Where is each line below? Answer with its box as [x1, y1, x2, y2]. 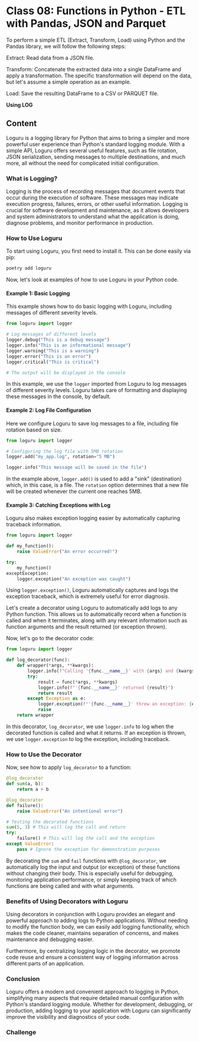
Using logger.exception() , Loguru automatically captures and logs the [6, 586, 179, 594]
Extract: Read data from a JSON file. [6, 54, 95, 61]
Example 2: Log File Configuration [6, 406, 92, 414]
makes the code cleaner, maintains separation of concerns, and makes [6, 930, 179, 937]
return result [37, 690, 73, 696]
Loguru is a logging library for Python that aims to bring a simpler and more [6, 134, 190, 141]
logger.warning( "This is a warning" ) [6, 348, 99, 354]
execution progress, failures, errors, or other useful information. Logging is [6, 201, 188, 208]
